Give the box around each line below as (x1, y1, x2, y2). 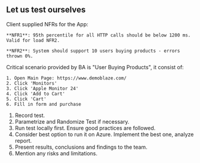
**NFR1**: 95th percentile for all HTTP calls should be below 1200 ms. (6, 32, 191, 38)
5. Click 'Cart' (6, 96, 47, 102)
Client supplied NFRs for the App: (6, 20, 88, 27)
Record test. (14, 112, 45, 119)
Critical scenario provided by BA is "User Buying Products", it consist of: (6, 63, 184, 70)
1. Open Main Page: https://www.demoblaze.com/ (6, 75, 127, 81)
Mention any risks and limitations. (14, 149, 98, 157)
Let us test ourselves (6, 5, 86, 15)
